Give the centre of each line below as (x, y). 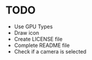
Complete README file (42, 45)
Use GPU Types (33, 26)
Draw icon (27, 32)
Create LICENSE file (38, 39)
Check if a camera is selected (50, 51)
